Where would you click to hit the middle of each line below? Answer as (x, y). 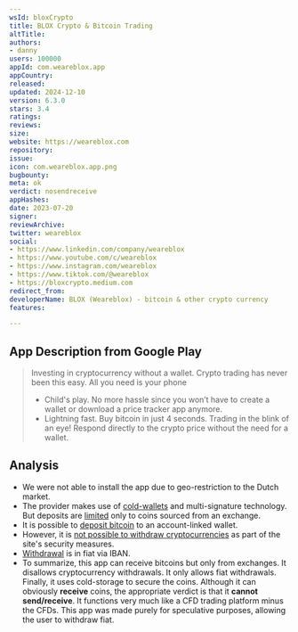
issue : (21, 158)
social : (24, 242)
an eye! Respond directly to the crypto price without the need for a (166, 428)
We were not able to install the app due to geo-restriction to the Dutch (150, 487)
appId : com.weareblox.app (57, 68)
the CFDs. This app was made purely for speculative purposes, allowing (154, 610)
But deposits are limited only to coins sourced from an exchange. (141, 515)
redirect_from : (37, 291)
